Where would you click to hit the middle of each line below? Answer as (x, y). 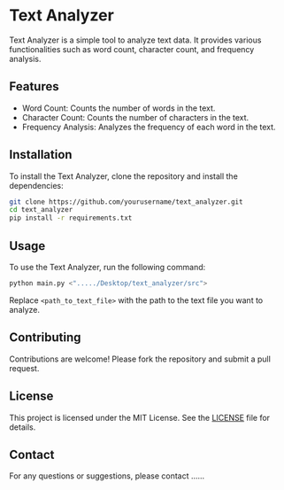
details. (23, 427)
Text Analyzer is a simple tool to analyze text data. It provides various (135, 40)
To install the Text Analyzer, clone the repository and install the (124, 176)
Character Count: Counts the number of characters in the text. (135, 117)
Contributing (45, 338)
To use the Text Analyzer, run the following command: (107, 267)
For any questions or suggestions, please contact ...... (107, 476)
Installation (41, 155)
